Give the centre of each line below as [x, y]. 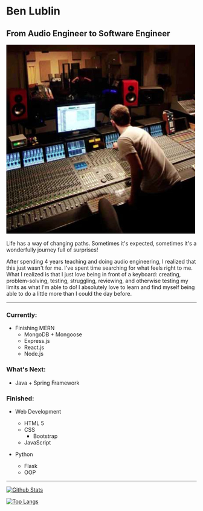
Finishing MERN [35, 328]
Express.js [37, 341]
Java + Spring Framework [47, 383]
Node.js [34, 354]
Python [24, 454]
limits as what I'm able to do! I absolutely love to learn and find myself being [101, 287]
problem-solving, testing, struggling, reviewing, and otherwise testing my [97, 281]
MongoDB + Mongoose [53, 334]
